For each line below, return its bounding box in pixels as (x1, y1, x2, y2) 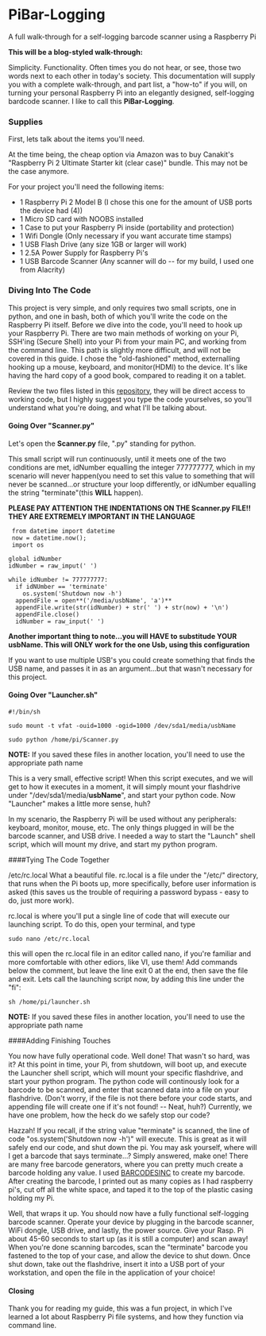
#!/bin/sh (8, 707, 41, 716)
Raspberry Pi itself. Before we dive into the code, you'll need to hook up (8, 319, 243, 329)
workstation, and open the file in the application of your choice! (8, 1268, 216, 1277)
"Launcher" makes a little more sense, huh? (8, 799, 151, 808)
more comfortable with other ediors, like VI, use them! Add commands (8, 957, 238, 966)
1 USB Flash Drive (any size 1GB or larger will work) (19, 240, 187, 250)
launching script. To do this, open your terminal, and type (8, 920, 196, 929)
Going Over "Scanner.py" (8, 421, 95, 431)
